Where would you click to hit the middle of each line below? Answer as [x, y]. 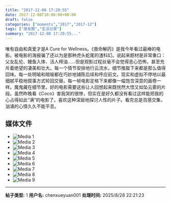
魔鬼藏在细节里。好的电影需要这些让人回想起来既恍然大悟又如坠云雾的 [88, 87]
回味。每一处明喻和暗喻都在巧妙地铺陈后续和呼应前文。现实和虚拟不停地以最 [85, 74]
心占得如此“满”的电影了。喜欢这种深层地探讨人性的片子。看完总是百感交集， [85, 100]
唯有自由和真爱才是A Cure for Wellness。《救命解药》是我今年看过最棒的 [81, 49]
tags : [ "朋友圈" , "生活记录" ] [34, 29]
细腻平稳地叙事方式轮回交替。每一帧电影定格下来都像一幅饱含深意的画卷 [81, 81]
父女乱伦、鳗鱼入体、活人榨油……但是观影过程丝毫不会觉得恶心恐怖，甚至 [83, 61]
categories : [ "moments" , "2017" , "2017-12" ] [51, 24]
